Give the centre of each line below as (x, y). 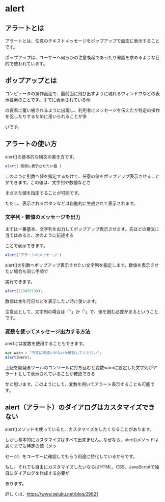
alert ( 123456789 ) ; (24, 291)
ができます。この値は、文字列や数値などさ (48, 182)
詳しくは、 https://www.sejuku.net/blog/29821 (52, 494)
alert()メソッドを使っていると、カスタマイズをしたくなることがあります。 (80, 429)
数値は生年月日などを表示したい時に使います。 (52, 301)
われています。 (33, 64)
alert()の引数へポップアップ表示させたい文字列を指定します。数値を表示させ (82, 265)
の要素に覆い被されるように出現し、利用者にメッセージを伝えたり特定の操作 (82, 110)
